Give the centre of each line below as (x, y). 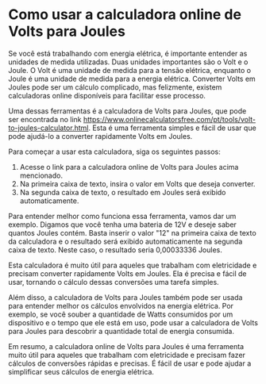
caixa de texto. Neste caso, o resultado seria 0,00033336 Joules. (115, 250)
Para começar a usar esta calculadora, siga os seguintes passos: (114, 152)
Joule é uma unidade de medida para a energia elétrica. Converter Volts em (132, 79)
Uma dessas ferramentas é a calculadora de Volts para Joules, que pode (127, 111)
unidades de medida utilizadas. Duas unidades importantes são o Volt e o (128, 62)
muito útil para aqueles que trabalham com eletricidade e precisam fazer (127, 355)
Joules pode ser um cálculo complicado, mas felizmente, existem (115, 87)
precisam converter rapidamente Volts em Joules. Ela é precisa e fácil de (127, 273)
